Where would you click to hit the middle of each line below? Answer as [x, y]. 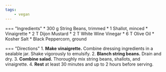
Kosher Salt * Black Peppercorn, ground [46, 39]
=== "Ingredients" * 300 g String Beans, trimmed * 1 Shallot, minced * [77, 28]
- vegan [22, 14]
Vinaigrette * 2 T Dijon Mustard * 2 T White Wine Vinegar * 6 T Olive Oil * [80, 34]
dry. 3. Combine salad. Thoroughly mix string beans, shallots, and [73, 59]
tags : [11, 10]
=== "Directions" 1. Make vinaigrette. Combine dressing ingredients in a [79, 48]
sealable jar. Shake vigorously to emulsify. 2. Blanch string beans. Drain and [83, 54]
